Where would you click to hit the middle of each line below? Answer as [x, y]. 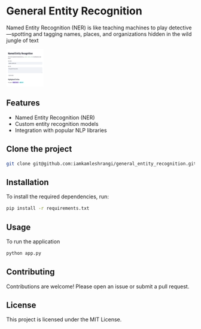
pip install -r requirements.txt [48, 209]
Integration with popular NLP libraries [61, 130]
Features [23, 103]
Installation [28, 182]
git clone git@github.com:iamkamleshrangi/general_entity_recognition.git [101, 164]
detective [180, 28]
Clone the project [39, 149]
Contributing [31, 272]
